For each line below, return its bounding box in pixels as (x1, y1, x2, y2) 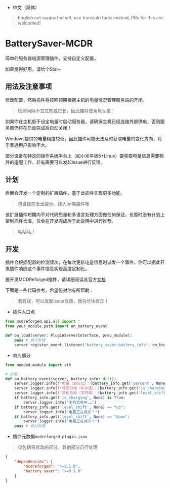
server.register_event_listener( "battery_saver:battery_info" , (14, 342, 151, 347)
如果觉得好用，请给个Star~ (5, 66, 61, 72)
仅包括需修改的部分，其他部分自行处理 (17, 444, 98, 450)
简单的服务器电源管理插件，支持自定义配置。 (5, 55, 99, 61)
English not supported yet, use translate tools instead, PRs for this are (17, 15, 163, 20)
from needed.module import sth (5, 362, 71, 368)
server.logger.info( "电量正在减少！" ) (23, 419, 100, 424)
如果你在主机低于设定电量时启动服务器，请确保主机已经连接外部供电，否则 (5, 118, 160, 125)
